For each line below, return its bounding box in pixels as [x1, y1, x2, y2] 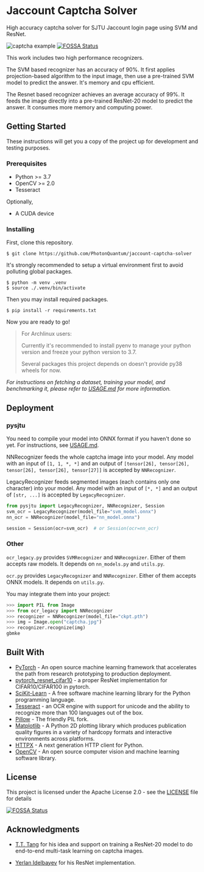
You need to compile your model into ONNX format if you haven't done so [6, 435, 191, 443]
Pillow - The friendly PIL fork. [15, 715, 89, 722]
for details [6, 794, 32, 802]
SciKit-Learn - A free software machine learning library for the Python [15, 689, 191, 697]
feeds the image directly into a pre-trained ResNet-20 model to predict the [6, 97, 193, 104]
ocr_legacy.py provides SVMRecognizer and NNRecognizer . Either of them [6, 553, 186, 561]
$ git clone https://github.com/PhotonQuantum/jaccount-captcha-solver [6, 251, 192, 257]
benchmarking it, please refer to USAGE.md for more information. [6, 385, 171, 393]
